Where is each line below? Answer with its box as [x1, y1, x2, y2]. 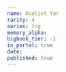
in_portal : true [7, 42, 53, 49]
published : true [7, 55, 53, 62]
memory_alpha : [7, 29, 48, 36]
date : [7, 49, 22, 56]
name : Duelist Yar [7, 10, 59, 17]
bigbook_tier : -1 [7, 36, 56, 43]
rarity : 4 [7, 16, 35, 23]
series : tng [7, 23, 41, 29]
